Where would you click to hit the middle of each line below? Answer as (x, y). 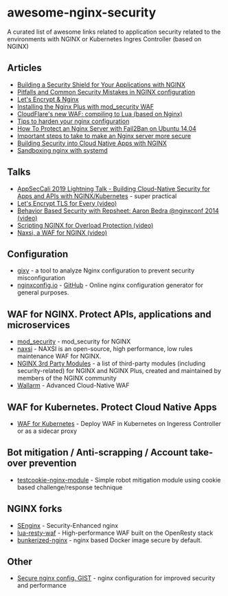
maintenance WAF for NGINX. (59, 356)
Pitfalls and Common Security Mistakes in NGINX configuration (106, 92)
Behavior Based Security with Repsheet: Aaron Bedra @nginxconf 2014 (118, 211)
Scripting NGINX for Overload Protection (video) (85, 225)
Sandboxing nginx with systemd (62, 150)
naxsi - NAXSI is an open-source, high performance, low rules (105, 349)
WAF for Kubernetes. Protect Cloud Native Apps (112, 407)
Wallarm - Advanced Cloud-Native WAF (73, 385)
